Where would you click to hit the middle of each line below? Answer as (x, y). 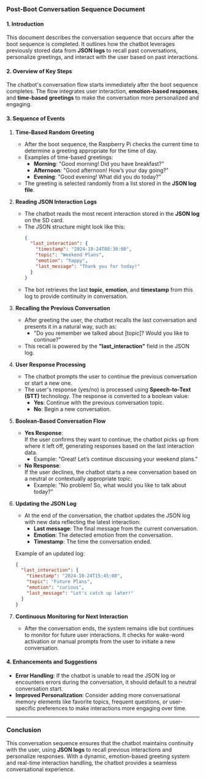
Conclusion (24, 730)
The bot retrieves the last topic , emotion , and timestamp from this (109, 289)
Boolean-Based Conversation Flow (60, 421)
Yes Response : (44, 433)
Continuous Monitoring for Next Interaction (71, 616)
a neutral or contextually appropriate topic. (78, 479)
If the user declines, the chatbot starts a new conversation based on (111, 472)
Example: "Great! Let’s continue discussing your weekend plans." (116, 459)
